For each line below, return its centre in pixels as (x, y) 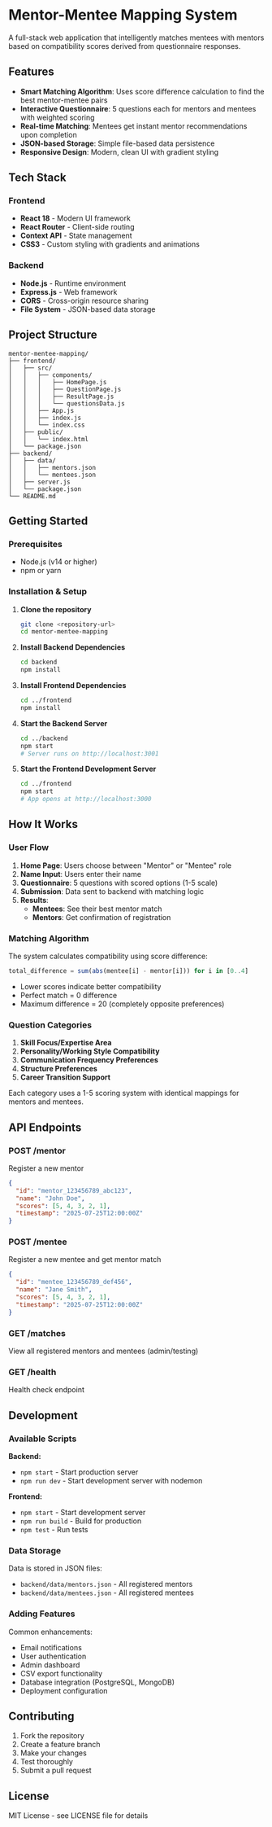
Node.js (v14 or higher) (58, 562)
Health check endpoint (47, 1390)
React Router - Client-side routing (77, 227)
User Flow (29, 848)
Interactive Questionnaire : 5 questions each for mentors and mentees (138, 108)
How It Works (43, 824)
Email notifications (51, 1647)
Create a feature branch (60, 1745)
